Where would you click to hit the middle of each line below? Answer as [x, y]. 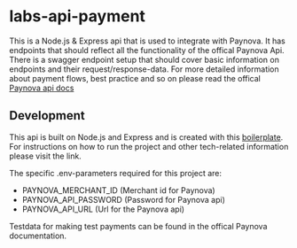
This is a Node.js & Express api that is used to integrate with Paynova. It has [147, 41]
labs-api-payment [78, 16]
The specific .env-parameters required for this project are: [116, 173]
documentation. [38, 236]
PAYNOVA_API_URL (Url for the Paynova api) [103, 209]
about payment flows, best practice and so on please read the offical [135, 78]
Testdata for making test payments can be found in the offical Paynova [138, 226]
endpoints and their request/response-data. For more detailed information [144, 69]
